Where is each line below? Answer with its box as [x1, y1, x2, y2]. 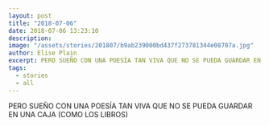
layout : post [8, 11, 52, 20]
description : [8, 34, 52, 43]
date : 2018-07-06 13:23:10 [8, 26, 99, 35]
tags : [8, 64, 27, 72]
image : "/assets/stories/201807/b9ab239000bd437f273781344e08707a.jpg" [8, 42, 254, 50]
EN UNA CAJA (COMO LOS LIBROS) [8, 109, 129, 119]
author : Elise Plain [8, 49, 78, 57]
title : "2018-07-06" [8, 19, 78, 27]
